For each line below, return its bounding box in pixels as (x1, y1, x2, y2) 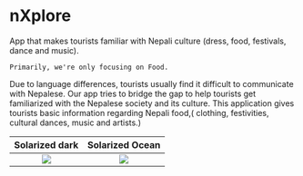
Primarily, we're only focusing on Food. (9, 63, 169, 72)
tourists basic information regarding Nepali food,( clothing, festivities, (9, 107, 269, 118)
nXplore (9, 5, 71, 26)
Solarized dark (14, 138, 79, 151)
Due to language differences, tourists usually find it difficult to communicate (9, 78, 294, 89)
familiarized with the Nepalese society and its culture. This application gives (9, 97, 295, 109)
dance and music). (9, 44, 79, 55)
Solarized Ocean (87, 138, 161, 151)
